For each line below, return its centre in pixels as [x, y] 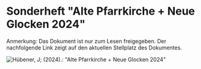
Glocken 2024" [46, 24]
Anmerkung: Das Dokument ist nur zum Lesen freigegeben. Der [86, 41]
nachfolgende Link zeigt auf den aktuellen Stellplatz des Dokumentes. [94, 48]
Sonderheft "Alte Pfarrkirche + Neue [101, 11]
